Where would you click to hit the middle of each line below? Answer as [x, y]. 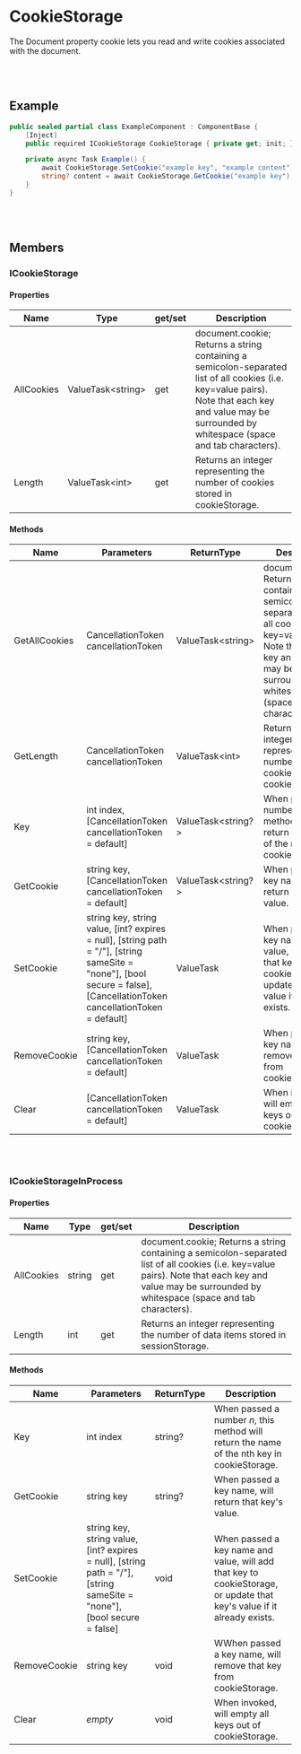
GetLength [36, 756]
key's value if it [245, 1606]
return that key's [249, 1502]
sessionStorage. [175, 1346]
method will [238, 1431]
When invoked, [245, 1702]
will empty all [241, 1714]
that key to [236, 1572]
